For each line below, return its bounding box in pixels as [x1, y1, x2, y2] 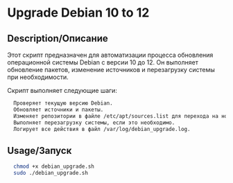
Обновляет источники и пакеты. [13, 106, 104, 113]
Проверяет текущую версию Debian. [13, 100, 113, 107]
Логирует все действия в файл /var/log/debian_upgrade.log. [13, 125, 191, 132]
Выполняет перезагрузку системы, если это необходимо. [13, 119, 175, 126]
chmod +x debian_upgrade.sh [13, 163, 95, 171]
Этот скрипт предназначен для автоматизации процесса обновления [7, 51, 214, 59]
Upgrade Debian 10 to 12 [7, 5, 150, 21]
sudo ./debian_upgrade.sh [13, 170, 89, 177]
